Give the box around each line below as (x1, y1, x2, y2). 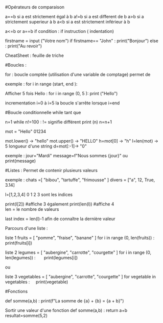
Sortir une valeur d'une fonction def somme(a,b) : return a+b (5, 307, 128, 313)
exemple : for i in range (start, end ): (5, 81, 78, 87)
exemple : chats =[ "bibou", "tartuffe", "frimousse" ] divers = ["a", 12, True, (5, 177, 155, 183)
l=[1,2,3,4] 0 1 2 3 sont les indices (5, 192, 73, 198)
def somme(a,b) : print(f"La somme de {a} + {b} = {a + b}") (5, 298, 124, 303)
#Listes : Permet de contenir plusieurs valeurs (5, 168, 98, 173)
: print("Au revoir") (5, 43, 42, 49)
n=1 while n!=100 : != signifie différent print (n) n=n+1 (5, 119, 112, 124)
